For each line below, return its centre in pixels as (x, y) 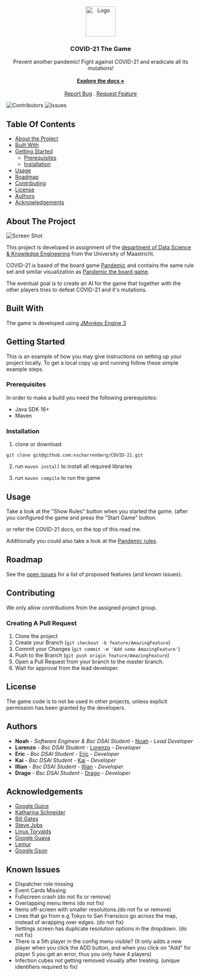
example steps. (25, 369)
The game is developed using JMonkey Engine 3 (66, 323)
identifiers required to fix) (46, 967)
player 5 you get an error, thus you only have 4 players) (83, 954)
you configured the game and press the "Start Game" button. (81, 517)
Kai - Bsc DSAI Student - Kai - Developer (65, 760)
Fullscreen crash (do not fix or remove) (63, 897)
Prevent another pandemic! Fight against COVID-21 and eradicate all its (101, 62)
